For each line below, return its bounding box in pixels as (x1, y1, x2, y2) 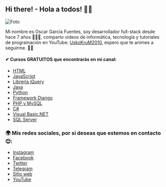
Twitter (12, 160, 28, 166)
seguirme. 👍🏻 (5, 44, 34, 51)
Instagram (12, 149, 34, 155)
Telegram (12, 166, 33, 172)
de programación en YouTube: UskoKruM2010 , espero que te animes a (5, 39, 154, 45)
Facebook (12, 155, 34, 161)
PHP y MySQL (12, 100, 43, 106)
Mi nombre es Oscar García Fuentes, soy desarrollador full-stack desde (5, 29, 155, 35)
